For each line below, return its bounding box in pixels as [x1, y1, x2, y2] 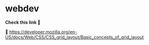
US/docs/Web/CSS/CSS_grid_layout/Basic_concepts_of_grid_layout [5, 34, 144, 40]
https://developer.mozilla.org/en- [9, 29, 77, 35]
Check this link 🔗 [5, 19, 41, 25]
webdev [5, 3, 39, 14]
